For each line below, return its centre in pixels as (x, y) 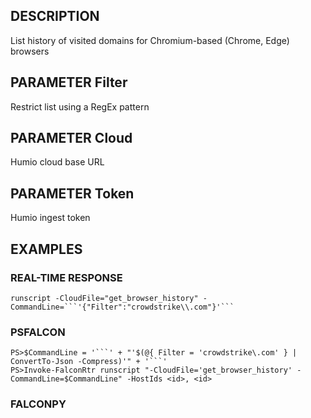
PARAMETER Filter (69, 82)
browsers (30, 51)
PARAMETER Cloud (71, 138)
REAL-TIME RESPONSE (66, 277)
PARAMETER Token (72, 193)
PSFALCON (38, 332)
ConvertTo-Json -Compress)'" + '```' (89, 362)
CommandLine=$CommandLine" (66, 379)
